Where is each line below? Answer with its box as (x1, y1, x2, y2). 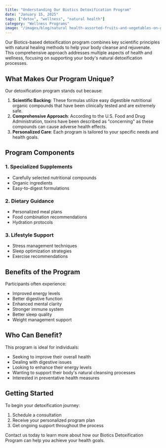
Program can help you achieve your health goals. (5, 437, 105, 443)
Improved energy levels (12, 291, 60, 297)
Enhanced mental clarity (12, 301, 62, 307)
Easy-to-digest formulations (12, 185, 70, 191)
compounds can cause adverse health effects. (12, 123, 107, 129)
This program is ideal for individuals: (5, 344, 79, 350)
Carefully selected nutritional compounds (12, 174, 97, 181)
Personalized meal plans (12, 208, 63, 214)
